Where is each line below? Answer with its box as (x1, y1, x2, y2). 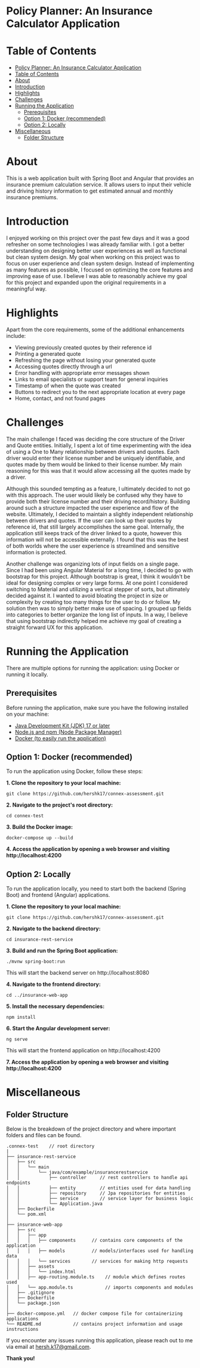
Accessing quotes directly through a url (14, 363, 112, 370)
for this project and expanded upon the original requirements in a (6, 279, 166, 286)
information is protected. (6, 548, 67, 555)
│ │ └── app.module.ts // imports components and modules (6, 1284, 194, 1291)
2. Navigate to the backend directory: (6, 925, 101, 932)
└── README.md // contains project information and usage (6, 1321, 183, 1327)
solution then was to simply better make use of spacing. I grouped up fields (6, 604, 192, 612)
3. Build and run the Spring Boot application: (6, 947, 118, 954)
